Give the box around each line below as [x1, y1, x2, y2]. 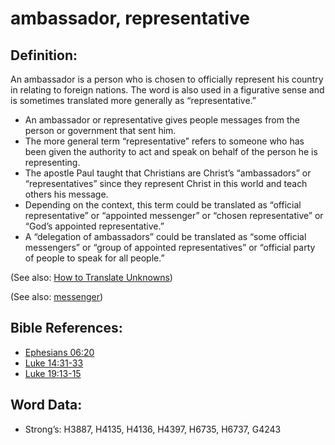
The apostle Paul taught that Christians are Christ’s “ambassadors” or [24, 167, 312, 179]
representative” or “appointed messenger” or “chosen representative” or [24, 210, 324, 221]
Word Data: [10, 397, 83, 414]
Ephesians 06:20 [24, 346, 95, 358]
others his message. [24, 188, 109, 200]
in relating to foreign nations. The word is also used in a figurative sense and [10, 84, 325, 96]
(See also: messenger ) [10, 291, 104, 302]
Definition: [10, 47, 78, 64]
